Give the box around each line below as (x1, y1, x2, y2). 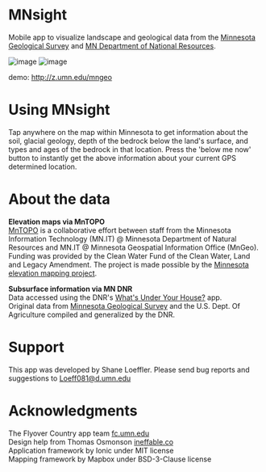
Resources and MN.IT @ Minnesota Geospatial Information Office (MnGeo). (8, 242, 260, 252)
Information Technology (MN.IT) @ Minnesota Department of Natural (8, 234, 237, 243)
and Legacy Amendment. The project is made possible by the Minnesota (8, 259, 250, 269)
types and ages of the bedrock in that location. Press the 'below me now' (8, 144, 251, 154)
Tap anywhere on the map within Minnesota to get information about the (8, 127, 248, 137)
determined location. (8, 162, 77, 171)
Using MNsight (8, 101, 110, 119)
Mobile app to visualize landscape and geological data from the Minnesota (8, 32, 256, 42)
